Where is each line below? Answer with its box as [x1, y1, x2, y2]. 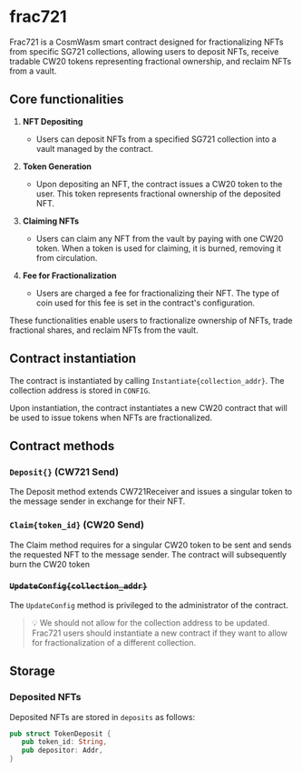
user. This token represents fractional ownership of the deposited [35, 188, 281, 199]
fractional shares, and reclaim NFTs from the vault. [9, 325, 199, 336]
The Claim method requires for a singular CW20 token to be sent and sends [9, 539, 292, 550]
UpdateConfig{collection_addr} [9, 581, 148, 592]
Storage [9, 664, 56, 679]
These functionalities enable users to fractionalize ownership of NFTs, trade [9, 315, 293, 326]
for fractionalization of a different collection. [31, 637, 197, 647]
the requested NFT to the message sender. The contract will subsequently [9, 548, 287, 560]
